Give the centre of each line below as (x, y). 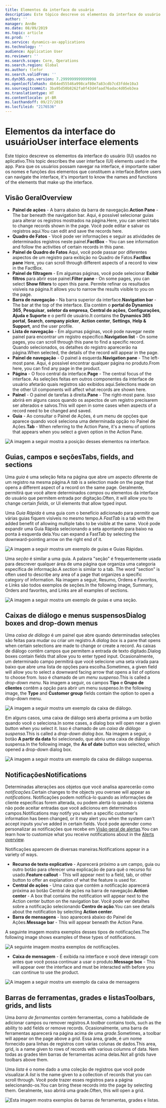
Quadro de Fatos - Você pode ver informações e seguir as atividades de (86, 236)
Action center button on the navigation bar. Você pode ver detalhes (81, 901)
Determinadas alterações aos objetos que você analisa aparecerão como (80, 787)
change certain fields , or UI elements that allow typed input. (66, 503)
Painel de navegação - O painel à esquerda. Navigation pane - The (81, 358)
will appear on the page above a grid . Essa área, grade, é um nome (74, 1038)
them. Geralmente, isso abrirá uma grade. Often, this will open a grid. (75, 1090)
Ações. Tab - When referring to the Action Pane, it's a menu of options (84, 426)
